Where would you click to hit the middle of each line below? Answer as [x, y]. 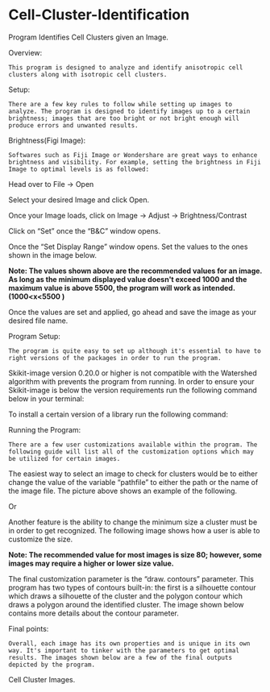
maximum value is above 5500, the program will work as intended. [122, 288]
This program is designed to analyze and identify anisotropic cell [126, 67]
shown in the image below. [52, 255]
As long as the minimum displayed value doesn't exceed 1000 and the [128, 279]
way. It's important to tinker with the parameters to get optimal [124, 650]
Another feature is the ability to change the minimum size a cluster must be [133, 522]
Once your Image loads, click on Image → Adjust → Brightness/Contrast [128, 215]
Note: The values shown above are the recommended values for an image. [135, 271]
